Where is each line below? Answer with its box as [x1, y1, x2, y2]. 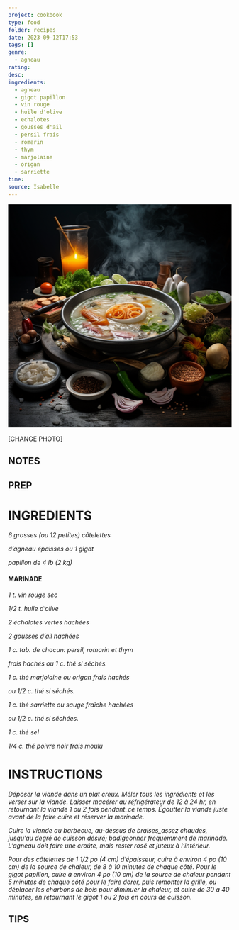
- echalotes [14, 116, 50, 123]
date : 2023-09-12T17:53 [8, 34, 79, 41]
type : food [8, 18, 40, 26]
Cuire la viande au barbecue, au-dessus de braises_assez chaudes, [8, 826, 208, 834]
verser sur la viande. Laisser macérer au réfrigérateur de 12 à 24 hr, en [8, 797, 216, 806]
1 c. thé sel [8, 727, 40, 736]
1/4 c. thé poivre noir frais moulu [8, 741, 104, 750]
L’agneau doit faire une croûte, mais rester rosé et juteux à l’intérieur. [8, 841, 211, 850]
